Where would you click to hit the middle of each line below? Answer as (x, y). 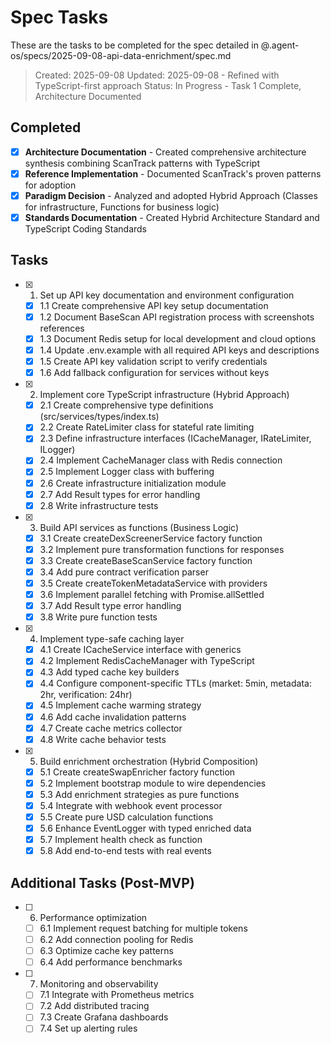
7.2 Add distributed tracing (94, 1006)
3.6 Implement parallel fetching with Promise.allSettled (152, 594)
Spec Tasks (59, 17)
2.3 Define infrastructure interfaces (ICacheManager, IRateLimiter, (175, 438)
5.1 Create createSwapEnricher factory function (137, 772)
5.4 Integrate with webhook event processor (131, 805)
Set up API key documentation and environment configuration (167, 295)
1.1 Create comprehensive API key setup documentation (154, 305)
